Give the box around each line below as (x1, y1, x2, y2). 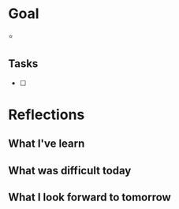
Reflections (8, 106, 85, 123)
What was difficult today (8, 163, 132, 177)
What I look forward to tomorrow (8, 191, 171, 204)
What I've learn (8, 137, 85, 151)
